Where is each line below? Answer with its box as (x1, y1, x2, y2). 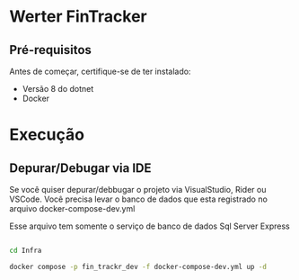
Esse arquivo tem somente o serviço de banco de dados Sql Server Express (9, 221, 290, 231)
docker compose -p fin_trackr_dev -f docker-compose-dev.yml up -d (9, 262, 268, 271)
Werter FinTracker (9, 6, 147, 27)
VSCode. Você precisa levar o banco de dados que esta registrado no (9, 194, 268, 204)
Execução (9, 124, 85, 145)
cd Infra (9, 246, 42, 255)
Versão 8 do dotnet (22, 84, 94, 94)
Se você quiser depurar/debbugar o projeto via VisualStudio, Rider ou (9, 185, 267, 194)
